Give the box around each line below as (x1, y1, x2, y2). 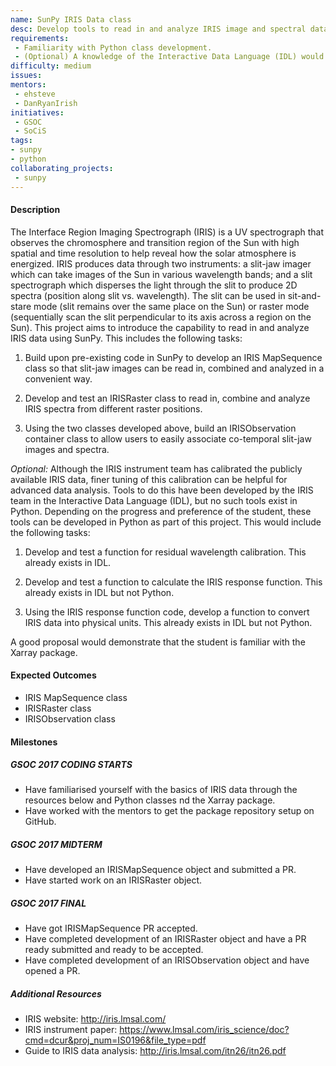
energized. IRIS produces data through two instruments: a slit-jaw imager (10, 257, 312, 270)
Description (10, 204, 61, 216)
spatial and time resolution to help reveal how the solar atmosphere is (10, 247, 297, 259)
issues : (10, 71, 43, 81)
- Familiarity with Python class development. (14, 42, 213, 53)
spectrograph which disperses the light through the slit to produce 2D (10, 279, 298, 291)
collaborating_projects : (10, 163, 114, 173)
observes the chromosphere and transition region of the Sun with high (10, 236, 300, 248)
